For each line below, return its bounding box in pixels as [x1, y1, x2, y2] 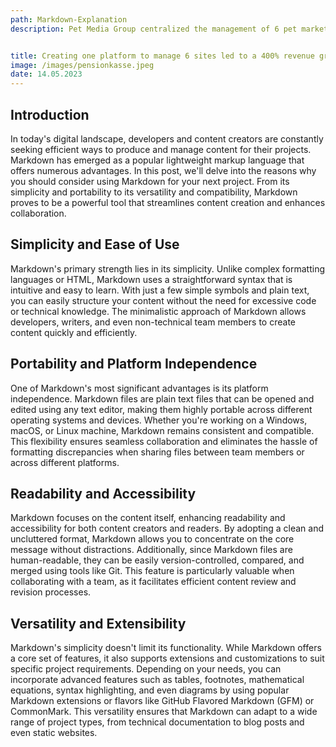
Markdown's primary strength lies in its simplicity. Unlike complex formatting [10, 262, 326, 275]
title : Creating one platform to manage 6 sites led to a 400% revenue [10, 51, 315, 61]
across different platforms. [10, 456, 120, 468]
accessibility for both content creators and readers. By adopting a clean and [10, 522, 325, 535]
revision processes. [10, 586, 92, 598]
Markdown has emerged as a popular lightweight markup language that [10, 154, 305, 166]
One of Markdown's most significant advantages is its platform [10, 382, 269, 394]
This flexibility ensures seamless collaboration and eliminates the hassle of [10, 435, 318, 447]
